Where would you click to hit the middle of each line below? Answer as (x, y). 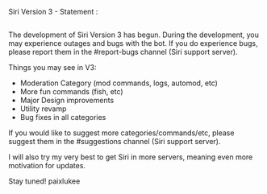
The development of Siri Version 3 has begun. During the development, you (134, 35)
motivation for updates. (47, 166)
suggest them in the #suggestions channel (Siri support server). (115, 142)
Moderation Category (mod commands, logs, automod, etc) (119, 83)
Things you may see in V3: (52, 68)
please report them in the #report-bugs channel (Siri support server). (123, 52)
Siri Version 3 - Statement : (53, 12)
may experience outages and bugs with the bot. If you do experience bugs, (133, 43)
